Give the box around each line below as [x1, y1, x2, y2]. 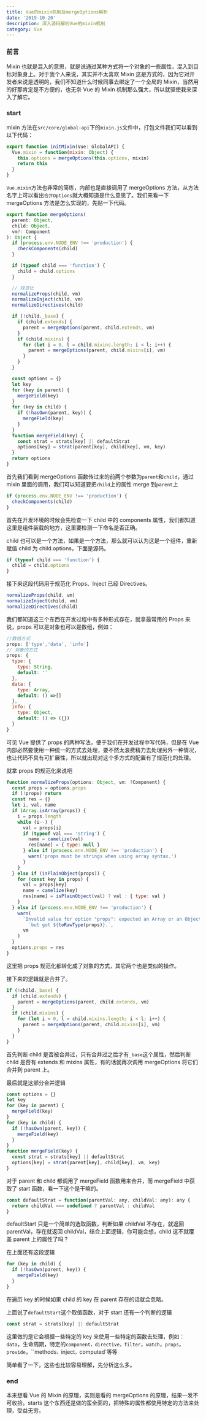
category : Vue [6, 26, 43, 33]
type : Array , [17, 686, 51, 693]
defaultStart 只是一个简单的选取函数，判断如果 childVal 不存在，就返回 [6, 1220, 185, 1227]
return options [12, 455, 51, 462]
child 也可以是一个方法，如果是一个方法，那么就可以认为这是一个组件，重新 [6, 537, 197, 544]
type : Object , [17, 710, 53, 716]
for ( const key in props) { [17, 876, 89, 882]
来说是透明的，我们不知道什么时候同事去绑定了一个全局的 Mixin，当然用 [17, 78, 199, 85]
